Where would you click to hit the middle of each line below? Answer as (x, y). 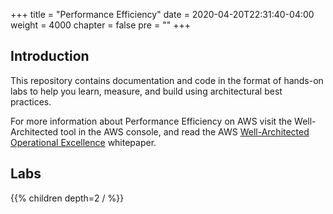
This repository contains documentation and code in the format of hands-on (167, 80)
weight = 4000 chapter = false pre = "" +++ (100, 25)
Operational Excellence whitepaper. (83, 142)
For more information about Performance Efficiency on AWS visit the (151, 121)
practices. (31, 101)
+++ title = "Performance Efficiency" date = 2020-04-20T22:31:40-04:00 (162, 14)
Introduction (50, 56)
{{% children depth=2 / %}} (67, 198)
